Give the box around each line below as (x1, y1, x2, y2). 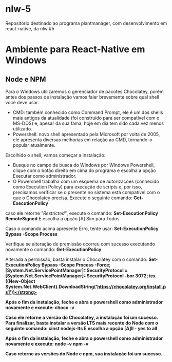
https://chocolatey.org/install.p (97, 283, 166, 290)
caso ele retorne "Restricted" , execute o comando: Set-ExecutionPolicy (5, 210, 158, 216)
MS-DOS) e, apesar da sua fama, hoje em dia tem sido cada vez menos (12, 120, 164, 126)
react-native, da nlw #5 (5, 25, 55, 31)
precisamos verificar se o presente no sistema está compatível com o (12, 189, 160, 195)
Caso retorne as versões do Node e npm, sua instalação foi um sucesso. (5, 350, 163, 357)
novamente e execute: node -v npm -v (5, 340, 89, 347)
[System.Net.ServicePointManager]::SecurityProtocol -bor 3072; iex (5, 273, 156, 279)
